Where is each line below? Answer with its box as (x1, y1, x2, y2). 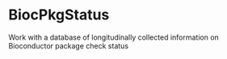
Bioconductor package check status (8, 40, 129, 50)
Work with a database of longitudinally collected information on (8, 32, 220, 42)
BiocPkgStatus (8, 6, 110, 24)
